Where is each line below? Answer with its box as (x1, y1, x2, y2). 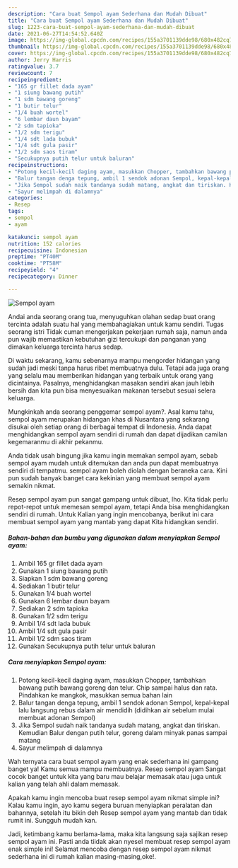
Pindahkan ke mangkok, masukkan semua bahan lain (18, 690, 172, 699)
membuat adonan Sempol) (18, 713, 96, 722)
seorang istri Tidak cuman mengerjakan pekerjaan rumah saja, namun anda (8, 327, 227, 336)
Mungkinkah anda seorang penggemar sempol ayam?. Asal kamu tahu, (8, 407, 215, 416)
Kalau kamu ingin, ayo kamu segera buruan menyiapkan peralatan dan (8, 801, 213, 809)
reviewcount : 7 (8, 69, 53, 76)
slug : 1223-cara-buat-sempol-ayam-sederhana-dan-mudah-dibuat (8, 23, 195, 30)
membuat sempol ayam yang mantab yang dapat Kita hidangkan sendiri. (8, 517, 219, 526)
